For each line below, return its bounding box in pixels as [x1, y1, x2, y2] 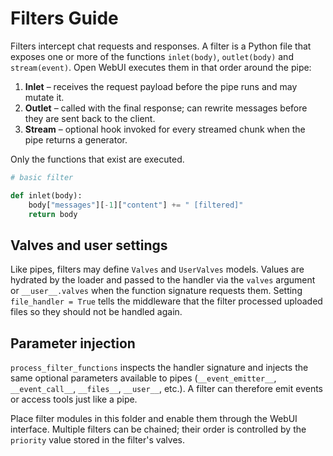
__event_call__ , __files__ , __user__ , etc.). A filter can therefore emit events [10, 383, 323, 395]
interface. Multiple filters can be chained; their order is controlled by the [10, 423, 307, 436]
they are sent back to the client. [24, 112, 156, 124]
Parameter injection [10, 335, 136, 352]
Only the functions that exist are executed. [10, 153, 185, 165]
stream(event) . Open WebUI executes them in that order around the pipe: [10, 61, 312, 73]
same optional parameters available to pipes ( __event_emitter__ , [10, 372, 277, 384]
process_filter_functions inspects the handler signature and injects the [10, 362, 309, 374]
